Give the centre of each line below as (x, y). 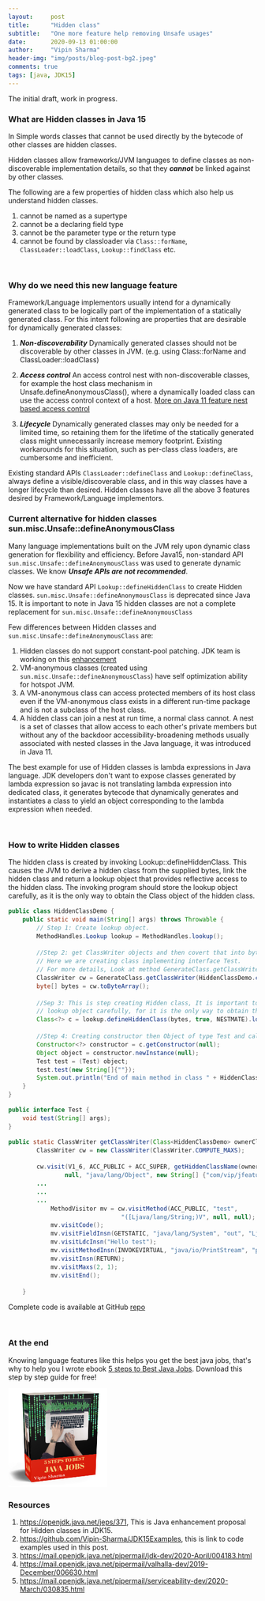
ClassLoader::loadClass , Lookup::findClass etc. (97, 250)
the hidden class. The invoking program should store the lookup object (123, 887)
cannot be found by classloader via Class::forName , (103, 241)
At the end (28, 1343)
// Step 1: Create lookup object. (93, 928)
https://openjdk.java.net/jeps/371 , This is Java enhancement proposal (132, 1522)
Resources (29, 1504)
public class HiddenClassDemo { (61, 911)
